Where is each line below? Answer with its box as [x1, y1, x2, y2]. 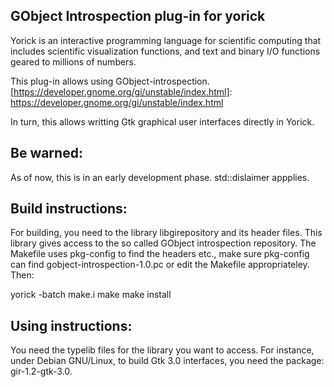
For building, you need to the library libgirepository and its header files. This [10, 227, 323, 239]
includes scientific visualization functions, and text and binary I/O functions [10, 45, 321, 57]
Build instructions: [10, 200, 128, 218]
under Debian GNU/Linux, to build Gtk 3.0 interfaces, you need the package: [10, 355, 325, 367]
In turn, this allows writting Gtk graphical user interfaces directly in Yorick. [10, 115, 315, 128]
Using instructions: [10, 317, 133, 334]
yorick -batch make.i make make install [10, 289, 172, 301]
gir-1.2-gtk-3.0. [10, 365, 73, 378]
